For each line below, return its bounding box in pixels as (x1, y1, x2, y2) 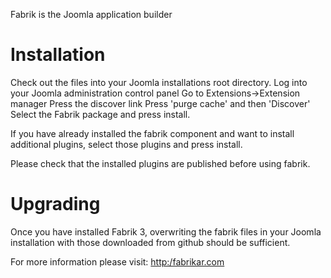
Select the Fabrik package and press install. (10, 108, 191, 120)
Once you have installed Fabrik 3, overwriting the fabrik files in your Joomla (10, 225, 322, 238)
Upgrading (10, 193, 101, 216)
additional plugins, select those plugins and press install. (10, 138, 243, 150)
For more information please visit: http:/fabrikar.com (10, 255, 225, 268)
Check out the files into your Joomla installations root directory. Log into (10, 76, 308, 88)
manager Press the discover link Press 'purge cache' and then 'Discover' (10, 97, 311, 109)
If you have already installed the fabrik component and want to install (10, 127, 295, 139)
